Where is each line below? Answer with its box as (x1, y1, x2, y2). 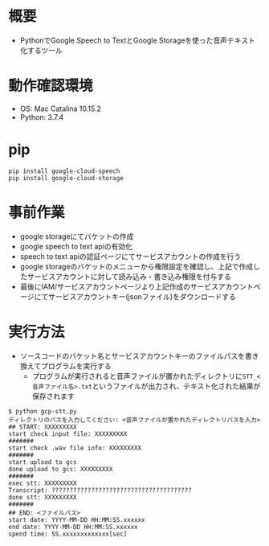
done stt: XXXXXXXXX (8, 493, 78, 501)
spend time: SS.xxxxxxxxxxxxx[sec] (8, 530, 128, 538)
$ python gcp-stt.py (8, 407, 78, 415)
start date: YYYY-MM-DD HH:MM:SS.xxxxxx (8, 515, 146, 523)
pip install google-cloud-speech (8, 166, 120, 175)
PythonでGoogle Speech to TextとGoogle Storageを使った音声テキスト (19, 35, 255, 45)
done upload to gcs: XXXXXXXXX (8, 465, 113, 473)
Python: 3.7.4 (19, 112, 64, 121)
